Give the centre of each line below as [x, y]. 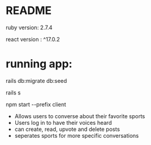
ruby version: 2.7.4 [29, 27]
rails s [13, 93]
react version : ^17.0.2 [33, 39]
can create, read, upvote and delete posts [67, 129]
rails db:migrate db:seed [36, 80]
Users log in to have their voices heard [63, 122]
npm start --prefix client [36, 104]
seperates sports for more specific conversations [76, 135]
